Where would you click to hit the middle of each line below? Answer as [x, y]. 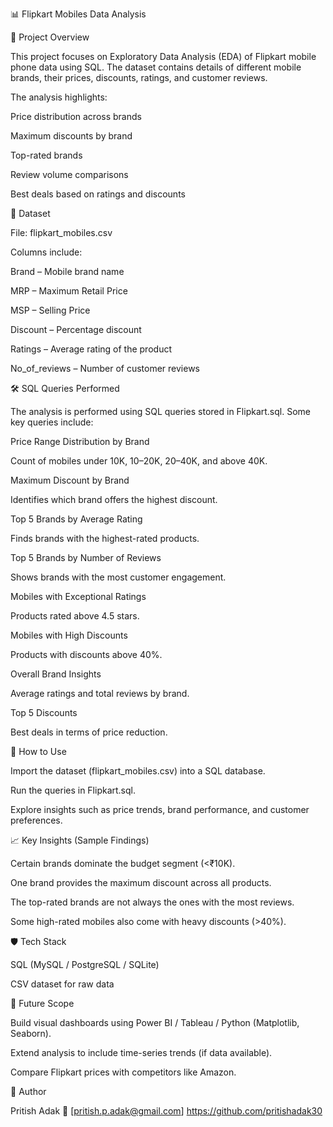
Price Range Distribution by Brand [80, 441]
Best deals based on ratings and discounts [98, 194]
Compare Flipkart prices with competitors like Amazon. [123, 1072]
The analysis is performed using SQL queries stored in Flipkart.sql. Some [160, 411]
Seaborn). [31, 1033]
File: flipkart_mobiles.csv [61, 232]
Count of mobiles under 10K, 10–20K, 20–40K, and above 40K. [139, 461]
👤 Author [28, 1091]
